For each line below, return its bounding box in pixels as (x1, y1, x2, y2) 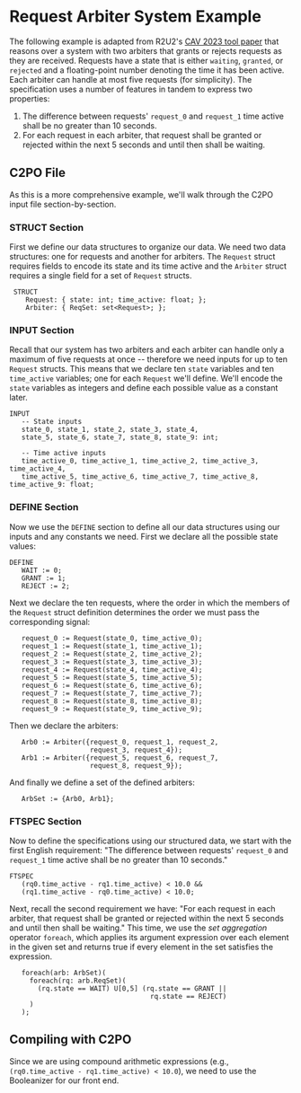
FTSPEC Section (9, 815, 83, 827)
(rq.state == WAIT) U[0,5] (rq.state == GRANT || (37, 983, 227, 993)
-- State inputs (21, 418, 83, 427)
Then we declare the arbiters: (9, 720, 119, 731)
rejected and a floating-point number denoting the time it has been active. (9, 65, 285, 75)
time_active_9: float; (9, 480, 94, 489)
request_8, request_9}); (89, 761, 182, 770)
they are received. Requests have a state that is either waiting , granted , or (9, 55, 284, 66)
